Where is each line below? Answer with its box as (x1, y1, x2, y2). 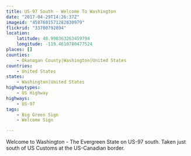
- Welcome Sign (16, 117, 54, 123)
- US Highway (16, 90, 48, 96)
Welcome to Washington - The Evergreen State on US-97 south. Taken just (6, 138, 186, 145)
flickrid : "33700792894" (6, 25, 67, 31)
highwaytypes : (6, 85, 41, 91)
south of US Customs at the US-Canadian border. (6, 144, 125, 152)
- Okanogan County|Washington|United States (16, 57, 127, 63)
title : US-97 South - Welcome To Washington (6, 8, 116, 15)
